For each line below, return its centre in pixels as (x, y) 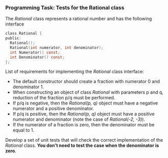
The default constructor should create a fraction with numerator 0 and (86, 82)
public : (13, 38)
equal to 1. (23, 130)
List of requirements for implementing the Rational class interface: (75, 72)
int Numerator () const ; (35, 52)
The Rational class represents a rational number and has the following (79, 19)
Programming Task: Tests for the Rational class (65, 8)
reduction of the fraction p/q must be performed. (64, 98)
